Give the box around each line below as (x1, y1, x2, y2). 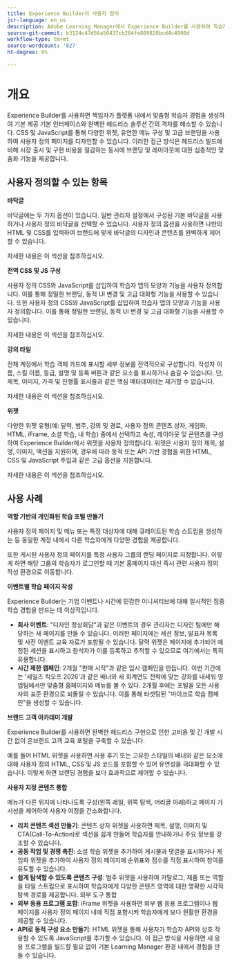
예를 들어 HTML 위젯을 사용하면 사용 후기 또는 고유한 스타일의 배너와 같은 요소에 (7, 751, 223, 760)
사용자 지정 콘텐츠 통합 (7, 783, 68, 791)
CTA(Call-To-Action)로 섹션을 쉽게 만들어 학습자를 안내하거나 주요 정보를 (17, 830, 215, 839)
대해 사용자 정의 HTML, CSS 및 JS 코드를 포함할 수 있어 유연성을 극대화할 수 (7, 760, 213, 769)
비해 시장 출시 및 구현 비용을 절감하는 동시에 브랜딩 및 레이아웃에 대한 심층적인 (7, 145, 217, 154)
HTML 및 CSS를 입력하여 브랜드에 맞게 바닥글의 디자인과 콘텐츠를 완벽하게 (7, 228, 209, 236)
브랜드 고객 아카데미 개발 (7, 713, 73, 722)
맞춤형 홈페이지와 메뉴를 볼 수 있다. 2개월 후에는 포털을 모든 (47, 681, 207, 690)
